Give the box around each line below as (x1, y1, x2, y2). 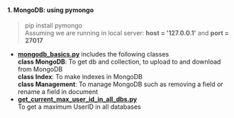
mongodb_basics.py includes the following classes (17, 50, 169, 59)
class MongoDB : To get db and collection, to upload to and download (17, 57, 221, 66)
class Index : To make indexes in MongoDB (17, 73, 143, 81)
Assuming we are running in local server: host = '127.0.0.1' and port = (24, 29, 229, 37)
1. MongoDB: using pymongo (7, 6, 94, 14)
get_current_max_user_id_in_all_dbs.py (17, 95, 138, 104)
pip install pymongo (24, 21, 83, 30)
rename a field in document (17, 88, 99, 96)
